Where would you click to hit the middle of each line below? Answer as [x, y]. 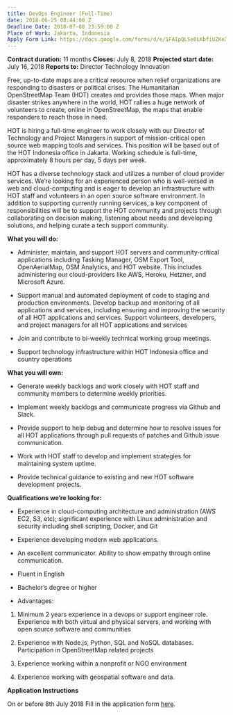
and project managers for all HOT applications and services [102, 325]
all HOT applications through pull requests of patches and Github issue [118, 435]
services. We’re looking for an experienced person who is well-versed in [110, 181]
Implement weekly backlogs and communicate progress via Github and [119, 407]
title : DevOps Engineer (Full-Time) [60, 14]
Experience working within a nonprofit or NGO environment [102, 664]
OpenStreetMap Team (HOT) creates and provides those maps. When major [115, 95]
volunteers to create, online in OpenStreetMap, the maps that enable [105, 110]
